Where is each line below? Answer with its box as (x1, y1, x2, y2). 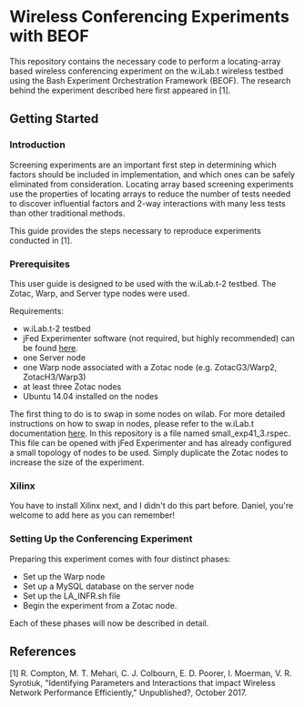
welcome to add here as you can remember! (9, 510, 176, 520)
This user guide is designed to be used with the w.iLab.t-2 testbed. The (9, 278, 277, 288)
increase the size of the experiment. (9, 457, 145, 468)
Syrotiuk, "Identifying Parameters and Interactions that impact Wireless (9, 678, 276, 689)
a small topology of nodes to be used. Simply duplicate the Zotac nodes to (9, 447, 289, 458)
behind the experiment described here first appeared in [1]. (9, 85, 231, 96)
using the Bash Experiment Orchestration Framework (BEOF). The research (9, 75, 291, 86)
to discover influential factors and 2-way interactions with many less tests (9, 197, 287, 208)
